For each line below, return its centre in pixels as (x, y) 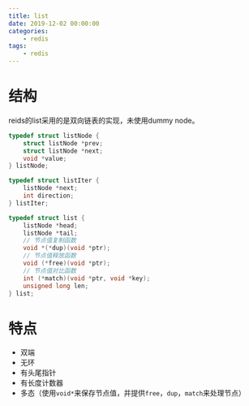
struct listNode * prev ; (63, 143)
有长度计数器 (41, 383)
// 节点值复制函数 (50, 240)
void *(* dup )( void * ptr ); (67, 248)
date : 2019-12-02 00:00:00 (54, 24)
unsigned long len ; (56, 286)
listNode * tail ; (51, 233)
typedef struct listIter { (54, 181)
